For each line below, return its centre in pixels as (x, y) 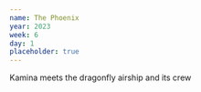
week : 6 (24, 35)
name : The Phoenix (44, 18)
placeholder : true (44, 52)
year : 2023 (30, 26)
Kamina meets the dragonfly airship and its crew (100, 77)
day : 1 (22, 43)
